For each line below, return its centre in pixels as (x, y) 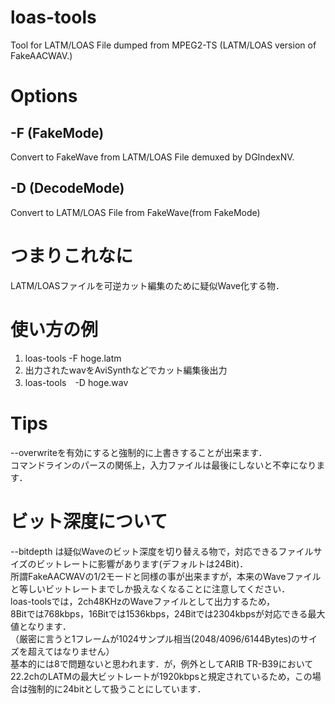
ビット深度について (89, 521)
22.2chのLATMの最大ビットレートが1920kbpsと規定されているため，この (161, 676)
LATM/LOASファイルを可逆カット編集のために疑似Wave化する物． (147, 285)
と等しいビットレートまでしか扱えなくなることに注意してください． (150, 588)
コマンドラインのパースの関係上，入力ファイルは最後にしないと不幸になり (163, 465)
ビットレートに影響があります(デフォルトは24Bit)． (142, 563)
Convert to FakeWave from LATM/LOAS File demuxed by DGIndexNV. (152, 157)
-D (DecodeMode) (67, 188)
